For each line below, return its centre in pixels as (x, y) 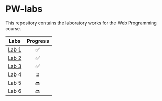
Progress (38, 41)
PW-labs (24, 9)
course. (13, 28)
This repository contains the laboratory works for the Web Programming (81, 23)
